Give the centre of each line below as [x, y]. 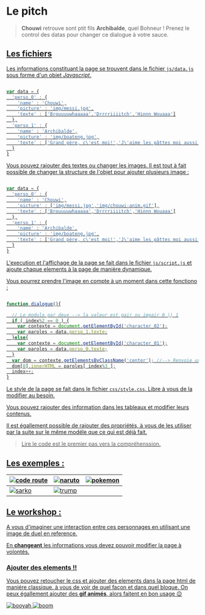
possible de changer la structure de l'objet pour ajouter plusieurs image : [98, 172]
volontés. [18, 552]
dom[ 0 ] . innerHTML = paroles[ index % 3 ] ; [64, 366]
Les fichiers [29, 54]
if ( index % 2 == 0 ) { [41, 321]
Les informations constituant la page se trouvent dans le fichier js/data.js [100, 68]
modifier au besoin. [31, 395]
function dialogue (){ [34, 304]
